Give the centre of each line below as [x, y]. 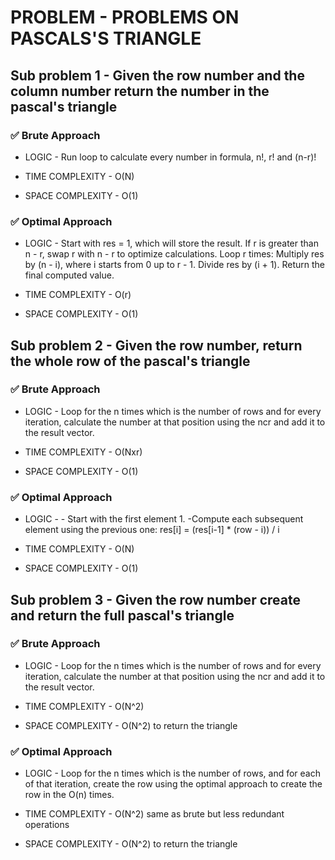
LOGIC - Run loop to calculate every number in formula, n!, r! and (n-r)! [170, 157]
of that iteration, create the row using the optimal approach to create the [173, 784]
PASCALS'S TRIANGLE [106, 38]
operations [47, 825]
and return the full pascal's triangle [122, 615]
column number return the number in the [140, 91]
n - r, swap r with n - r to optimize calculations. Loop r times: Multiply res [174, 254]
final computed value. [69, 275]
